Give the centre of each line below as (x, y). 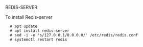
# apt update (24, 26)
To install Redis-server (29, 17)
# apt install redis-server (40, 31)
